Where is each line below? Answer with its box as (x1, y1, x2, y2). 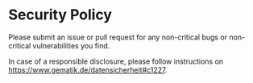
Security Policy (8, 6, 113, 24)
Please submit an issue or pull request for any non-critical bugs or (8, 32, 228, 42)
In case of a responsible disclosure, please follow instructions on (8, 56, 224, 66)
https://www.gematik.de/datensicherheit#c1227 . (8, 64, 168, 74)
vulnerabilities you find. (32, 40, 110, 50)
